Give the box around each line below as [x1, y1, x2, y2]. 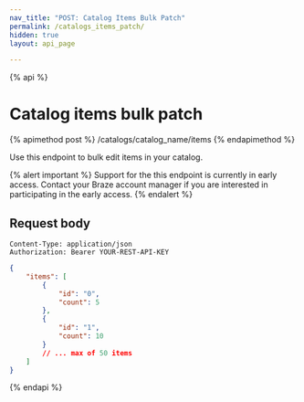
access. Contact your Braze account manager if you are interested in [9, 179, 268, 190]
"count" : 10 [58, 332, 104, 341]
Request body [9, 216, 91, 231]
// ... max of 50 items [42, 348, 132, 357]
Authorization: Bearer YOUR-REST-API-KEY [9, 248, 170, 257]
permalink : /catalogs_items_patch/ [9, 22, 145, 31]
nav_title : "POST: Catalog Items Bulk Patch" [9, 13, 185, 23]
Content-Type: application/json [9, 239, 132, 249]
